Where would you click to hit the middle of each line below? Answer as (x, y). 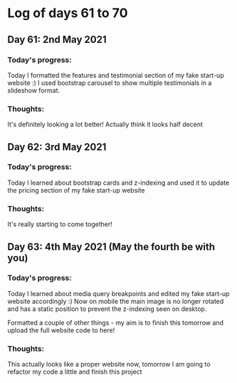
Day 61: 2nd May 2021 (57, 40)
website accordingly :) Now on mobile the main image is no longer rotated (116, 301)
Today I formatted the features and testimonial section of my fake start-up (116, 75)
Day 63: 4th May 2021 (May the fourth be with (111, 246)
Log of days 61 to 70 (68, 13)
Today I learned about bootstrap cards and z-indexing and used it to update (118, 183)
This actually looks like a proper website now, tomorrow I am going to (109, 364)
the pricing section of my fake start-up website (76, 190)
